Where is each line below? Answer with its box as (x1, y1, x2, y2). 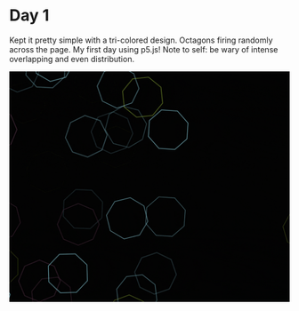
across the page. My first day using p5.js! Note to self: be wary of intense (9, 44, 279, 54)
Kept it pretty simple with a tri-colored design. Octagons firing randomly (9, 35, 273, 45)
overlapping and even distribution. (9, 53, 135, 64)
